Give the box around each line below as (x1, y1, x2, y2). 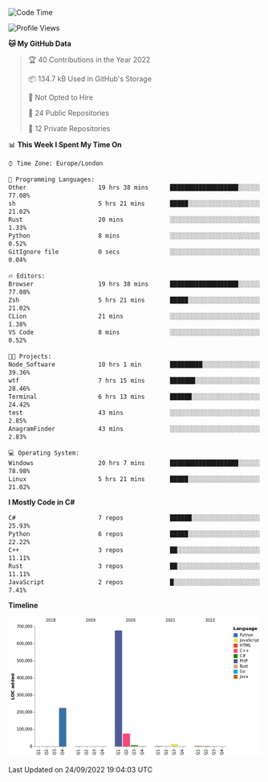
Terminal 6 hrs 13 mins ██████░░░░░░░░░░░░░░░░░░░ (8, 393, 261, 401)
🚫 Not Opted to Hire (27, 93, 94, 102)
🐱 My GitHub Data (8, 39, 72, 48)
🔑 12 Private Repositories (27, 124, 111, 133)
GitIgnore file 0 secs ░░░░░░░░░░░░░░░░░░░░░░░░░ (8, 248, 261, 256)
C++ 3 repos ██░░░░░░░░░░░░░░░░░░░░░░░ (8, 546, 261, 554)
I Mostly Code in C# (8, 497, 75, 507)
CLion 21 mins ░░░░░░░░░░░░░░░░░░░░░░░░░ (8, 312, 261, 320)
